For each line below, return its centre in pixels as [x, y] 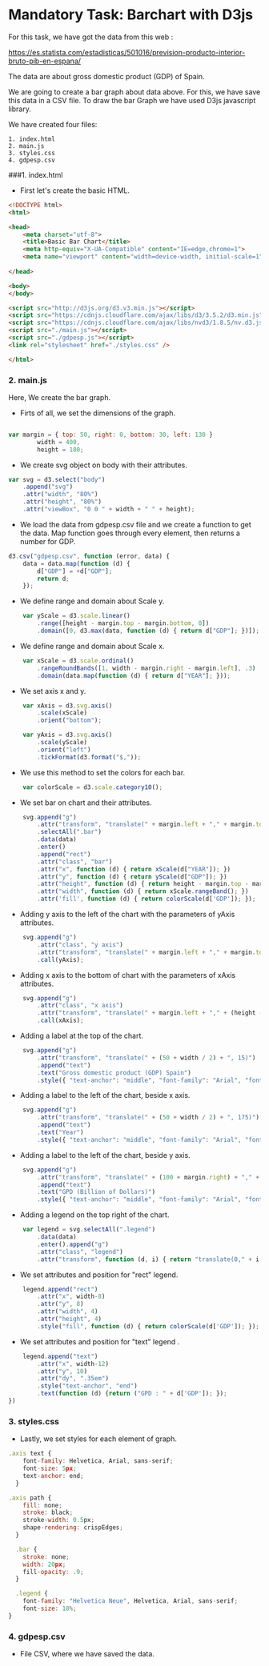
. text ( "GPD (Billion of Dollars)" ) [96, 1192]
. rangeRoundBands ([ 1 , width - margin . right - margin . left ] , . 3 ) [147, 668]
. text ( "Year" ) [60, 1133]
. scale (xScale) [62, 713]
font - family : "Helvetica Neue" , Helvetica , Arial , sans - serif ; [130, 1601]
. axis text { [30, 1454]
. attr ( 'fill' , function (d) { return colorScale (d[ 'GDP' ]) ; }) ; [147, 899]
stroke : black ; [48, 1513]
